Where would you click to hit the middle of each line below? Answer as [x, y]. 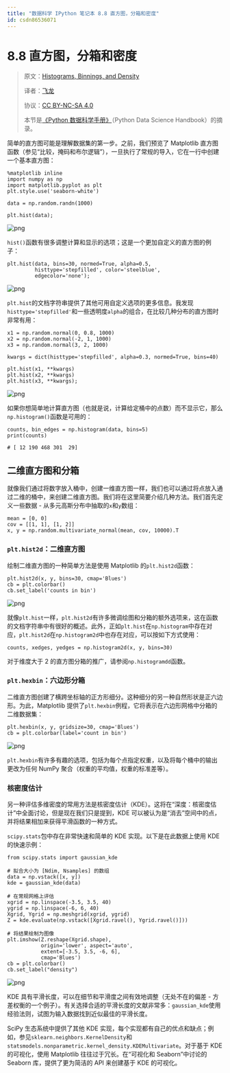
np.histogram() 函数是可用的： [50, 417]
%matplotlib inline [35, 173]
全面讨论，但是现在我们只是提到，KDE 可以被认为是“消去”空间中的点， [121, 813]
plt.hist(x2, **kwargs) [41, 375]
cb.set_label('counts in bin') [52, 590]
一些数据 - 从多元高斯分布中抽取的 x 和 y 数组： [76, 506]
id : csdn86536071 [32, 20]
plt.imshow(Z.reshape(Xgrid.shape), [59, 940]
